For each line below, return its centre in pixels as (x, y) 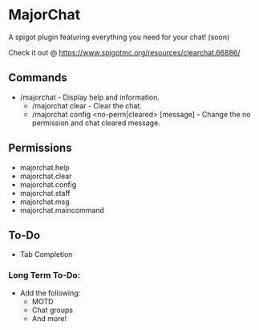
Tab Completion (46, 255)
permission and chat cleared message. (96, 123)
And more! (49, 318)
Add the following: (50, 293)
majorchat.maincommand (62, 210)
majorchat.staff (45, 193)
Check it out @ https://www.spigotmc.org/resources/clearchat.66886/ (124, 52)
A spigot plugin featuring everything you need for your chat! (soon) (119, 37)
